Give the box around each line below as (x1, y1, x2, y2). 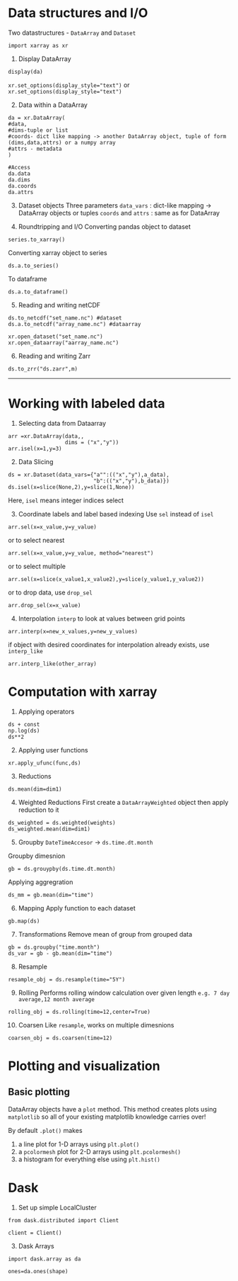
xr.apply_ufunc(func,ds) (8, 760, 81, 767)
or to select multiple (8, 562, 66, 570)
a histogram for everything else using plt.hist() (18, 1155, 161, 1163)
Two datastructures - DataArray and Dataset (8, 28, 136, 37)
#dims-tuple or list (8, 126, 69, 134)
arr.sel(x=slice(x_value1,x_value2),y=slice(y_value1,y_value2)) (8, 575, 204, 582)
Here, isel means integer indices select (8, 496, 124, 504)
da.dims (8, 176, 31, 184)
